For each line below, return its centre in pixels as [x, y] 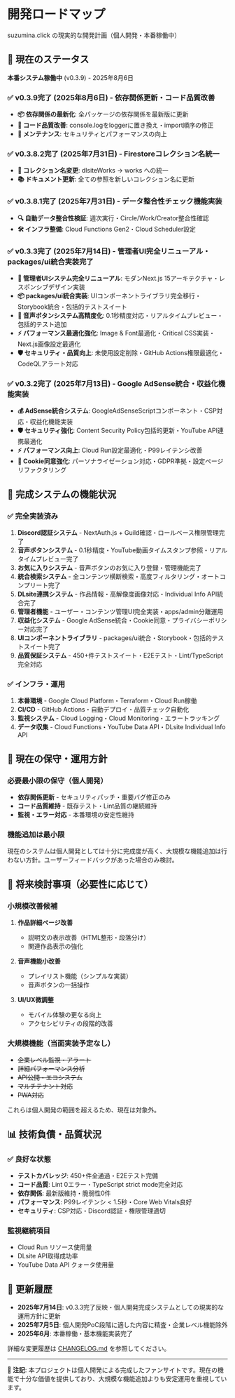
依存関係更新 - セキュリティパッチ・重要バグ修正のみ [94, 797]
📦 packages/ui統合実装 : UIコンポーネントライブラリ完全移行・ [109, 295]
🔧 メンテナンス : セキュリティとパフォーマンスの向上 [92, 134]
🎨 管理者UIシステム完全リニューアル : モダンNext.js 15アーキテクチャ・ [118, 278]
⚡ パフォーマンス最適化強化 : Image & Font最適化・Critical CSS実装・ [116, 333]
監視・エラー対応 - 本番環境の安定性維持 [76, 814]
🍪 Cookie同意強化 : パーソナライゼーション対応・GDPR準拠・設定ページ [120, 461]
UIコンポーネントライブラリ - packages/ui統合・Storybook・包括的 [114, 638]
